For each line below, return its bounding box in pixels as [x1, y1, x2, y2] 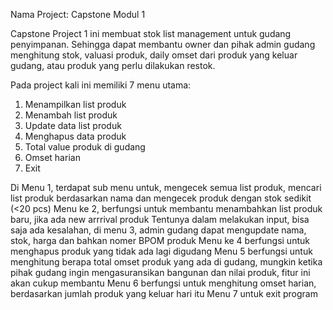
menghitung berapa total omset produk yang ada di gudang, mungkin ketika [10, 256, 323, 268]
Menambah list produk [24, 109, 118, 121]
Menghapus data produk [24, 130, 127, 142]
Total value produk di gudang [24, 141, 146, 153]
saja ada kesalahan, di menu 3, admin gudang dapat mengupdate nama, [10, 224, 307, 236]
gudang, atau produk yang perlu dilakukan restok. [10, 60, 216, 71]
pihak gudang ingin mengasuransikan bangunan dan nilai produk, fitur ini [10, 267, 311, 278]
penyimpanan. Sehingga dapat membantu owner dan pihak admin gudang [10, 39, 316, 50]
